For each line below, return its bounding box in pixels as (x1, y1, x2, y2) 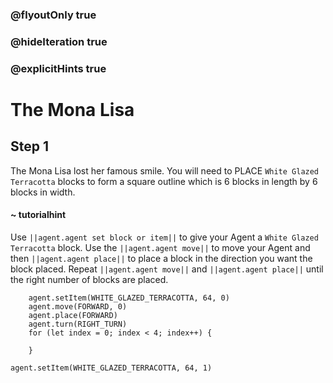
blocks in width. (10, 186, 76, 198)
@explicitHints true (10, 61, 107, 75)
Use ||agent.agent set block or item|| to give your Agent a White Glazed (10, 231, 319, 243)
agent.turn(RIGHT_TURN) (28, 319, 128, 329)
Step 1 (10, 138, 50, 155)
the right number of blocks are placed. (10, 273, 169, 285)
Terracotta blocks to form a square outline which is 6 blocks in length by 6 (10, 175, 318, 187)
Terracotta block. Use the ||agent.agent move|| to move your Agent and (10, 241, 311, 253)
